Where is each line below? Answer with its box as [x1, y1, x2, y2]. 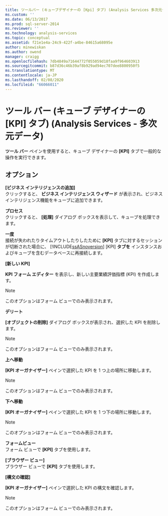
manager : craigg [5, 54, 39, 59]
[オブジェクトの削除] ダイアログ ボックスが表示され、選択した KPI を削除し [5, 320, 161, 326]
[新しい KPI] [5, 261, 30, 267]
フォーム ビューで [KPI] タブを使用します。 [5, 447, 93, 453]
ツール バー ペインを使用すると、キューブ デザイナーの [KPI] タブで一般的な [5, 148, 161, 154]
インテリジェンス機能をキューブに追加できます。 [5, 197, 105, 203]
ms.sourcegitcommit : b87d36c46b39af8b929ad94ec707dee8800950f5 [5, 63, 140, 68]
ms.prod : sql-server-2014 [5, 21, 59, 27]
